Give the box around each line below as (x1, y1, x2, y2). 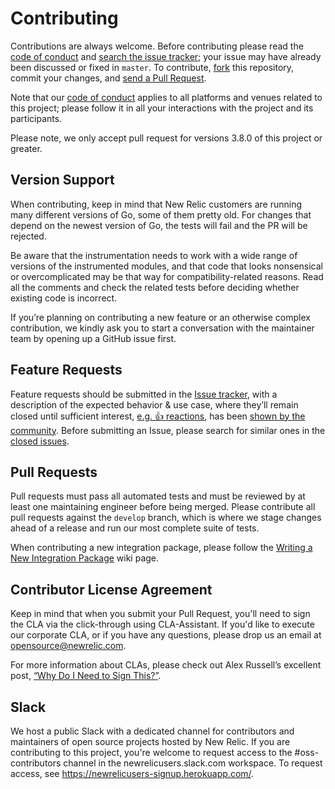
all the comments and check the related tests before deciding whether (10, 281, 300, 293)
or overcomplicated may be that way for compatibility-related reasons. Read (10, 270, 324, 282)
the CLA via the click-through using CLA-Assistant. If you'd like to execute (10, 618, 315, 631)
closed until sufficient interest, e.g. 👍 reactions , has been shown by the (10, 410, 306, 422)
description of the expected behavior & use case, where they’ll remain (10, 398, 299, 411)
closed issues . (10, 435, 70, 447)
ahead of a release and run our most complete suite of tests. (10, 522, 260, 534)
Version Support (10, 172, 115, 189)
